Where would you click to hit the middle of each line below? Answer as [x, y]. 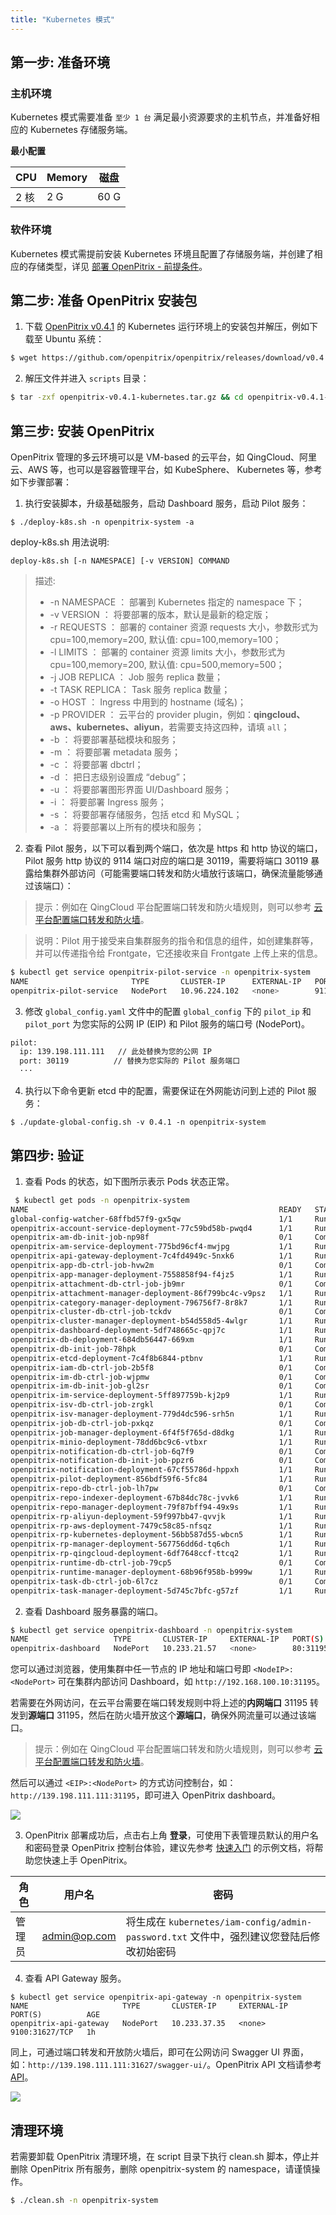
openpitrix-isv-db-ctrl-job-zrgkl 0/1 [151, 1405]
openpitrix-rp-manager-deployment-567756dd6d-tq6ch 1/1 [151, 1544]
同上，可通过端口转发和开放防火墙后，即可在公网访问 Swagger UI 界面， [159, 2052]
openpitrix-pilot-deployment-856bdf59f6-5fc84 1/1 [151, 1479]
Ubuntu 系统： [74, 339]
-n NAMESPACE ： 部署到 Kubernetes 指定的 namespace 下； [177, 602]
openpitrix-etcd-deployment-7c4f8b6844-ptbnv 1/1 [151, 1358]
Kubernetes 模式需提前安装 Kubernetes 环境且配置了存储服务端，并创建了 [162, 253]
